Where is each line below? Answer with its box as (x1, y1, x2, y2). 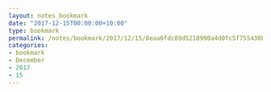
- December (8, 57, 45, 65)
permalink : (8, 34, 45, 42)
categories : (8, 42, 48, 50)
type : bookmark (8, 26, 60, 34)
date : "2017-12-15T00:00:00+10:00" (8, 19, 128, 27)
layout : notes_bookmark (8, 11, 89, 20)
